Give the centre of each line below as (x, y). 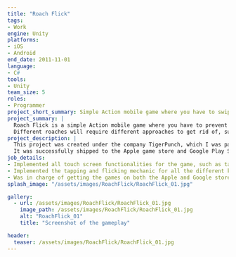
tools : (17, 79)
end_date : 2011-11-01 (39, 60)
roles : (17, 99)
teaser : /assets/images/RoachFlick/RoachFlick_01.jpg (94, 242)
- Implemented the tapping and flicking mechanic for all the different (116, 171)
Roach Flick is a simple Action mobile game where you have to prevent (121, 125)
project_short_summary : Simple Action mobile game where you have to (111, 112)
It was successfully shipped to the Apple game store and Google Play (119, 151)
